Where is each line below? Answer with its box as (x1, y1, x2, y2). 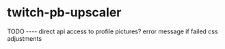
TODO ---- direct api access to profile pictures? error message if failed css (7, 27, 218, 35)
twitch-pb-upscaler (7, 5, 122, 20)
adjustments (7, 34, 42, 42)
